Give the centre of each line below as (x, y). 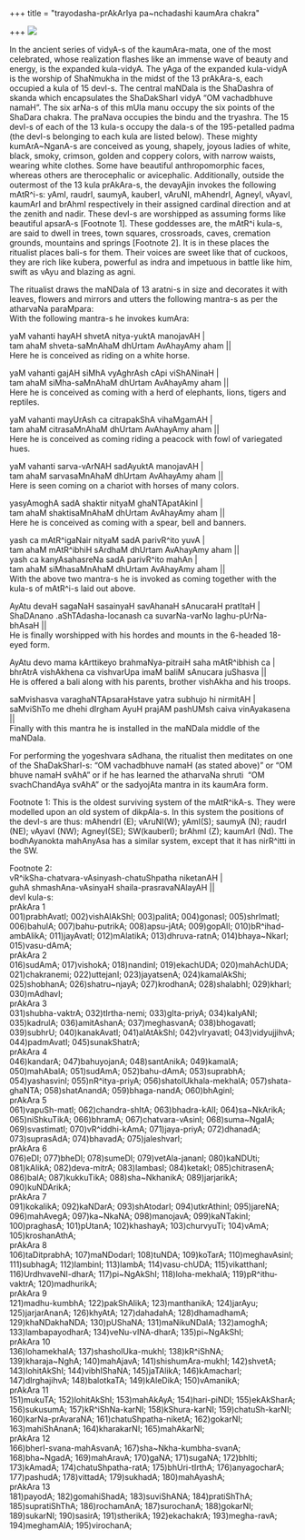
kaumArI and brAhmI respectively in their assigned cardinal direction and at (150, 204)
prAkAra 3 (29, 1003)
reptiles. (25, 402)
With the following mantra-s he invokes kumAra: (99, 318)
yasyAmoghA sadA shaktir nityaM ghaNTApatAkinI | (106, 503)
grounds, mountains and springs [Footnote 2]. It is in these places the (139, 243)
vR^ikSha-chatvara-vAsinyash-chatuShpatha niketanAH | (116, 878)
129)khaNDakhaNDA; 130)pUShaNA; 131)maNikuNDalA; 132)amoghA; (139, 1322)
